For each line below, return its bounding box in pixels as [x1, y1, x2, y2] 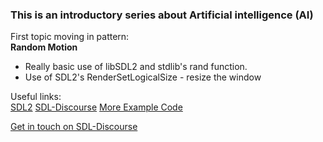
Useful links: [10, 91, 62, 103]
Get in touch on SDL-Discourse [10, 121, 138, 133]
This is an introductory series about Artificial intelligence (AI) [10, 8, 314, 22]
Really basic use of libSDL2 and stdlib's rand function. [24, 61, 248, 73]
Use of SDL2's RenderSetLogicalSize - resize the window [24, 71, 262, 83]
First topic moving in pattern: [10, 31, 130, 43]
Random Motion [10, 41, 78, 53]
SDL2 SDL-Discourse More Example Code [10, 101, 183, 113]
